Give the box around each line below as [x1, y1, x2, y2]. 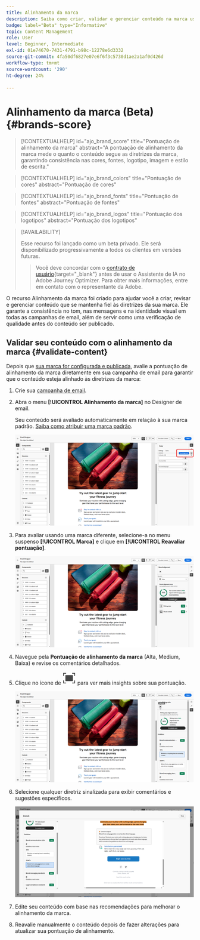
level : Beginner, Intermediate [6, 41, 84, 47]
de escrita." [20, 163, 49, 170]
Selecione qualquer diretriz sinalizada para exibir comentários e [14, 788, 171, 795]
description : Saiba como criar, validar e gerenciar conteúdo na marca [6, 16, 187, 22]
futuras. [20, 252, 40, 260]
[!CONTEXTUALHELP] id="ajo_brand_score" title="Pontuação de [20, 138, 180, 145]
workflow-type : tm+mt [6, 60, 60, 66]
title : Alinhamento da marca [6, 10, 79, 16]
